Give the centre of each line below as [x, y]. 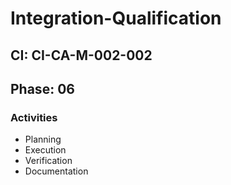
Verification [48, 161]
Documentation [56, 171]
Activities [34, 117]
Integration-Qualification [116, 18]
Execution [45, 150]
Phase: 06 [42, 88]
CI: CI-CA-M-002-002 [81, 55]
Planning [43, 139]
